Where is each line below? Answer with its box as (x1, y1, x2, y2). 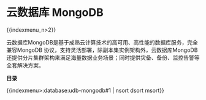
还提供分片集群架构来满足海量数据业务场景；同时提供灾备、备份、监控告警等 (6, 54, 200, 61)
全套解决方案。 (6, 62, 44, 69)
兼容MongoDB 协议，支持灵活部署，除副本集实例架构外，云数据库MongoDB (6, 46, 198, 54)
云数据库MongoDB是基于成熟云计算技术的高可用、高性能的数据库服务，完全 (6, 38, 198, 46)
